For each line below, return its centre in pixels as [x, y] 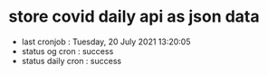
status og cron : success [67, 51]
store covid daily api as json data [134, 17]
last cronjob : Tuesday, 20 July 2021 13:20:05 [106, 42]
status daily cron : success [72, 61]
